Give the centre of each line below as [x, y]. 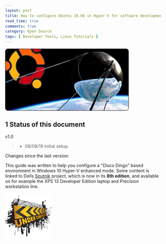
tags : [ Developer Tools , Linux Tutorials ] [52, 37]
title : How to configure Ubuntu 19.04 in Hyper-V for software [72, 16]
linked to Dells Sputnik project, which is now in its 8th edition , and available [82, 176]
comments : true [21, 26]
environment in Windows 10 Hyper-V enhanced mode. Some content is [77, 171]
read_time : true [22, 21]
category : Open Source [28, 31]
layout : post [19, 10]
